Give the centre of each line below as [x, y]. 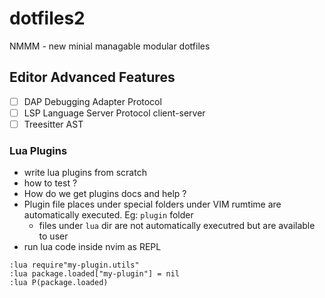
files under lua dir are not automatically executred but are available [177, 226]
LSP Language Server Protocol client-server [114, 113]
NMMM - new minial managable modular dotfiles [110, 46]
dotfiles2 [47, 18]
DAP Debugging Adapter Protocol [92, 101]
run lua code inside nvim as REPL [92, 247]
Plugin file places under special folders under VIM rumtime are [152, 204]
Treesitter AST [53, 124]
